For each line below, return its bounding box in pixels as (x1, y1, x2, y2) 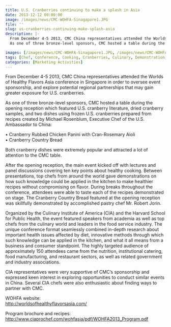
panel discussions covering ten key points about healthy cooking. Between (5, 167, 162, 174)
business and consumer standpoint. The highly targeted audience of (5, 243, 149, 249)
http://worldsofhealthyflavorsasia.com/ (5, 300, 88, 307)
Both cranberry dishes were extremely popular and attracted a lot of (5, 147, 148, 153)
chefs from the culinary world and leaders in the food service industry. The (5, 221, 163, 227)
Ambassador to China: (5, 121, 52, 128)
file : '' (5, 21, 24, 27)
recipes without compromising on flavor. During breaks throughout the (5, 184, 153, 190)
